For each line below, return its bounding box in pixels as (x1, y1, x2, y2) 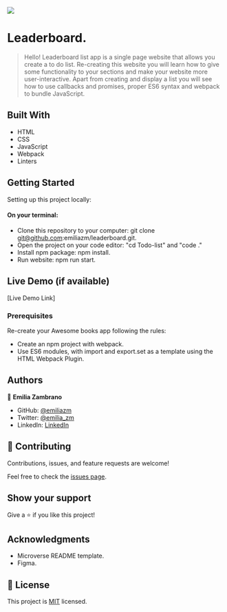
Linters (17, 157, 37, 165)
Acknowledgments (7, 534, 91, 545)
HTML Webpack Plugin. (17, 355, 85, 363)
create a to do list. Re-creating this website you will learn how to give (23, 60, 220, 68)
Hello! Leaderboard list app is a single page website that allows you (23, 52, 215, 61)
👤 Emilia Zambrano (7, 392, 63, 401)
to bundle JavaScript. (23, 89, 85, 98)
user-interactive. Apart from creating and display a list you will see (23, 74, 213, 83)
